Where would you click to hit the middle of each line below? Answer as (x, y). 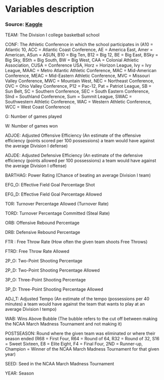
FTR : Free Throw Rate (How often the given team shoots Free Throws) (76, 242)
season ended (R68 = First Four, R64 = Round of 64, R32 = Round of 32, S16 (82, 339)
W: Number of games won (31, 126)
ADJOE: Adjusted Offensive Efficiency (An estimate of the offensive (73, 135)
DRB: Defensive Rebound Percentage (43, 232)
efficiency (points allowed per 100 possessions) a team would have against (81, 161)
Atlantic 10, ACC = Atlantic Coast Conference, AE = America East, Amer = (79, 50)
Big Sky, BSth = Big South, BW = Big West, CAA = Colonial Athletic (72, 60)
